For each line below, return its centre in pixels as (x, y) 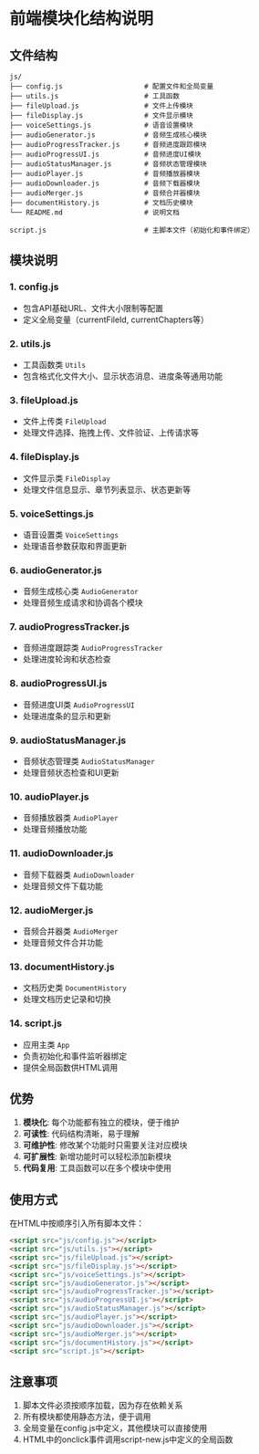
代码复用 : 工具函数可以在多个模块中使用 (97, 1168)
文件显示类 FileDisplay (67, 478)
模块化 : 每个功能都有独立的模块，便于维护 (101, 1123)
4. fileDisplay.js (45, 457)
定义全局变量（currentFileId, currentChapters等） (116, 319)
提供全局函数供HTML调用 (70, 1067)
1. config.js (34, 287)
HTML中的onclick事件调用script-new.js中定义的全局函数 (128, 1439)
